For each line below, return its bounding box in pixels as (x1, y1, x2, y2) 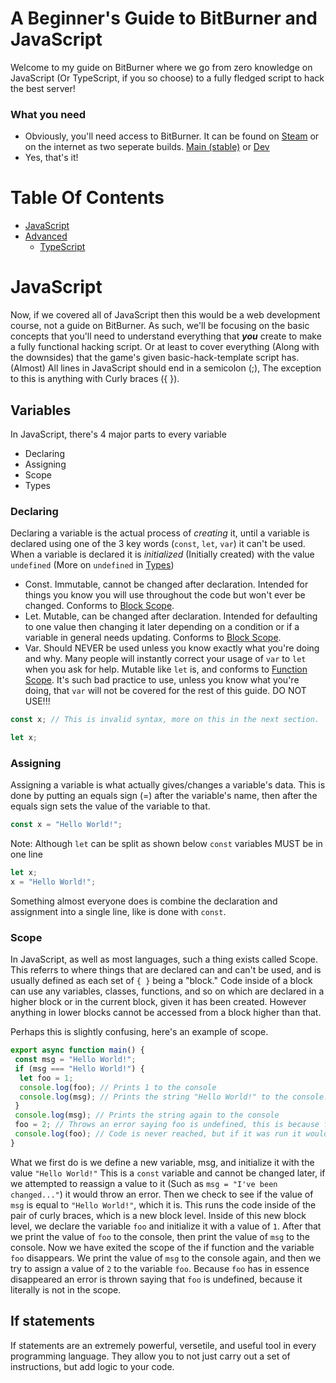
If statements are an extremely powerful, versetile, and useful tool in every (10, 1339, 317, 1351)
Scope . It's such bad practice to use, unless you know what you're (24, 674, 300, 686)
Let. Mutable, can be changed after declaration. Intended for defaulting (24, 610, 318, 622)
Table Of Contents (10, 187, 165, 209)
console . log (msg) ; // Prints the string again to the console (14, 1110, 280, 1121)
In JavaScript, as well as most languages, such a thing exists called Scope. (10, 953, 318, 966)
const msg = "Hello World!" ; (14, 1055, 137, 1065)
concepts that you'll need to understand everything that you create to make (10, 330, 322, 342)
